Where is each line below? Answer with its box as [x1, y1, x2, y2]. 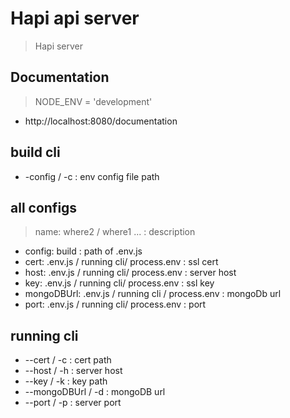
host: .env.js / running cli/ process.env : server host [24, 267, 237, 279]
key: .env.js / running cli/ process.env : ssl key [24, 277, 215, 289]
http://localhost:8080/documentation [24, 115, 178, 127]
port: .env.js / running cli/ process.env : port [24, 298, 207, 311]
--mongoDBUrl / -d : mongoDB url [24, 386, 166, 398]
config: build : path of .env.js [24, 245, 143, 257]
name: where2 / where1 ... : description [34, 226, 196, 238]
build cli [10, 144, 61, 161]
